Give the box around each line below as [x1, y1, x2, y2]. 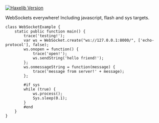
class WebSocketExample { [5, 24, 60, 29]
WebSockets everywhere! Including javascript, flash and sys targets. [5, 15, 150, 20]
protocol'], [5, 42, 31, 47]
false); [32, 42, 50, 47]
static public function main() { [14, 29, 86, 34]
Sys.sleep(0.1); [32, 96, 67, 101]
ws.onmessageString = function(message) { [24, 65, 116, 70]
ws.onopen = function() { [24, 47, 79, 52]
